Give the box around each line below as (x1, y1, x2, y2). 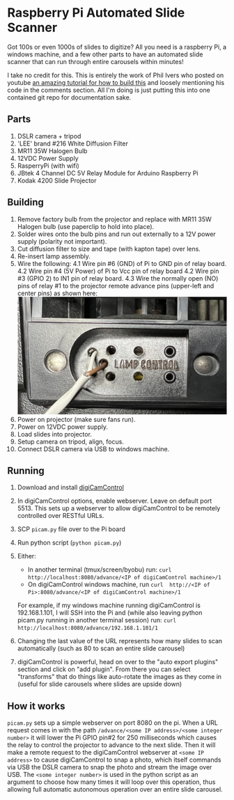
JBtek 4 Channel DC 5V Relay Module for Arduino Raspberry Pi (17, 168, 198, 177)
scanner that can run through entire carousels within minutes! (7, 57, 184, 65)
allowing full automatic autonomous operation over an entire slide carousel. (7, 785, 223, 794)
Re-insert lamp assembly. (17, 252, 91, 260)
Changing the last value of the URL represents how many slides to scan (17, 637, 223, 645)
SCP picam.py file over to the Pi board (17, 525, 125, 533)
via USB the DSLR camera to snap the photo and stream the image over (7, 763, 212, 771)
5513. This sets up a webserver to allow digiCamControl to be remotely (17, 504, 221, 512)
